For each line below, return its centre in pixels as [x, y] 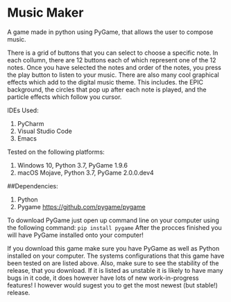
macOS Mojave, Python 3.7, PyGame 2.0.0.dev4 [85, 172]
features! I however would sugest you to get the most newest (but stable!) [113, 285]
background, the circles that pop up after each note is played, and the [107, 89]
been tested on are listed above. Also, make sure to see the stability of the [113, 263]
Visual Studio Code [45, 131]
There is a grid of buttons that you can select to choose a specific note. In [113, 53]
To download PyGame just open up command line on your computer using [113, 220]
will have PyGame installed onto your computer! [76, 235]
